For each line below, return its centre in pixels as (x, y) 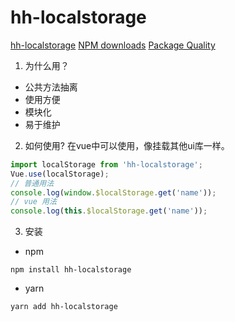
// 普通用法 (32, 183)
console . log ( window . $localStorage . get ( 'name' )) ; (113, 192)
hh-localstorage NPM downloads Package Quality (113, 45)
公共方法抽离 (51, 87)
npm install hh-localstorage (71, 270)
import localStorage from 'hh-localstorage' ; (106, 164)
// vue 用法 (33, 202)
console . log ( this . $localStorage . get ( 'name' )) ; (109, 211)
